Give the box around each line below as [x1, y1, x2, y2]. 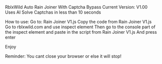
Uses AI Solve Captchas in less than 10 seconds [5, 9, 101, 15]
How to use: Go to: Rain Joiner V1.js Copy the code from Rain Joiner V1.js [5, 19, 152, 24]
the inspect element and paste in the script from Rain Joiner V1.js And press [5, 29, 157, 35]
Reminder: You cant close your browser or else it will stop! [5, 53, 122, 59]
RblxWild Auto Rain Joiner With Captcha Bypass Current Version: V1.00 [5, 4, 148, 10]
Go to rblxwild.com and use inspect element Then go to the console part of [5, 24, 156, 30]
